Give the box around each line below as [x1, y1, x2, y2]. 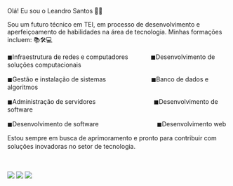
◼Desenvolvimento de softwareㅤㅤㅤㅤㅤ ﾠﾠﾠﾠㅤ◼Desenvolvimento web [7, 120, 227, 128]
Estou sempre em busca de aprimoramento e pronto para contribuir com [7, 134, 218, 142]
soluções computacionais [7, 60, 82, 69]
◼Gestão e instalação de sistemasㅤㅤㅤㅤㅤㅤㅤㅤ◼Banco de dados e [7, 75, 209, 84]
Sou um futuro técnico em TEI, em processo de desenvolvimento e [7, 20, 200, 28]
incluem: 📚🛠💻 [7, 36, 53, 44]
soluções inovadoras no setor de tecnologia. [7, 142, 136, 150]
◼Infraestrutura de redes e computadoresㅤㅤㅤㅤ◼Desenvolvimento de [7, 53, 215, 61]
